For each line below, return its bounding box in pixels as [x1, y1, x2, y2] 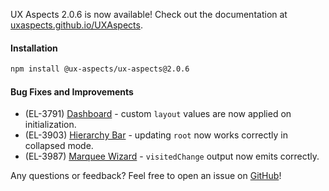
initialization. [24, 119, 77, 131]
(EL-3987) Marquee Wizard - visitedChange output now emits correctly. [24, 150, 320, 163]
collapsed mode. [24, 140, 94, 152]
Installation [10, 42, 58, 54]
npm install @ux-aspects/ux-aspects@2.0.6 [10, 64, 190, 74]
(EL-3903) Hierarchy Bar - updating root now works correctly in [24, 129, 288, 141]
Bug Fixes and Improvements [10, 85, 134, 98]
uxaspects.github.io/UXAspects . [10, 19, 143, 31]
